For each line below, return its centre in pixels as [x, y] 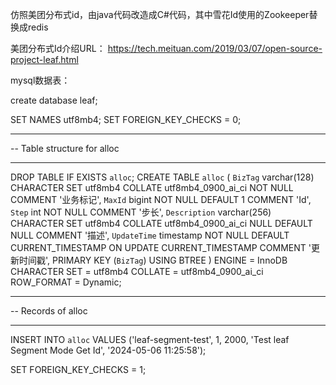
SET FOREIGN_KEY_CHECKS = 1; [78, 369]
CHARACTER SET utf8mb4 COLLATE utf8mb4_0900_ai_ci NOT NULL [152, 187]
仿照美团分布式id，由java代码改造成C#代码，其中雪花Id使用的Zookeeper [160, 14]
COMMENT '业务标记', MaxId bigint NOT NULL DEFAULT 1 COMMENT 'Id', [161, 199]
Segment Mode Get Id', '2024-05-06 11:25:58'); [108, 350]
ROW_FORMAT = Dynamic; [66, 282]
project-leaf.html [44, 59]
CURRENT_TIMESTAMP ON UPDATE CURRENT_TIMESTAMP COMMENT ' [161, 247]
